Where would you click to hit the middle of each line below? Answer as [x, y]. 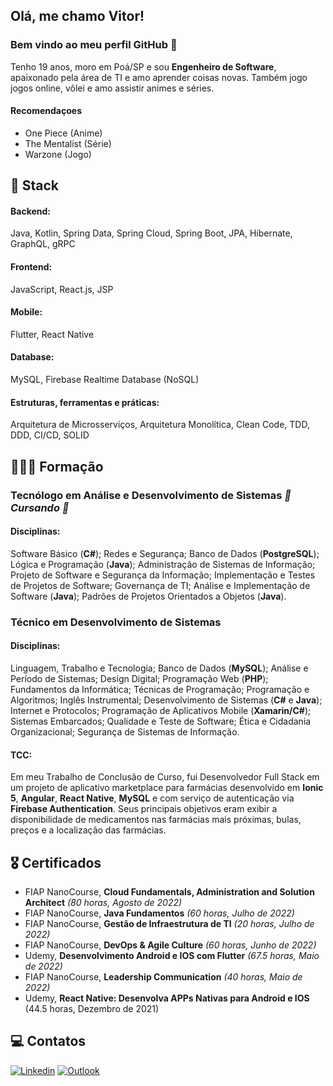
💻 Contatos [48, 1041]
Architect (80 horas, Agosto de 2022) [103, 902]
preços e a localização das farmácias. [88, 830]
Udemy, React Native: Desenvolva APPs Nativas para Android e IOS [167, 998]
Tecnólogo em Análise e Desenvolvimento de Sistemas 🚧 [151, 495]
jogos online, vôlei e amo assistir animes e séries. [112, 88]
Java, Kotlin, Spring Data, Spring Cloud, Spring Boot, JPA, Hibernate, [151, 233]
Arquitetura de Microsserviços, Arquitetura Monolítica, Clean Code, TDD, [160, 425]
